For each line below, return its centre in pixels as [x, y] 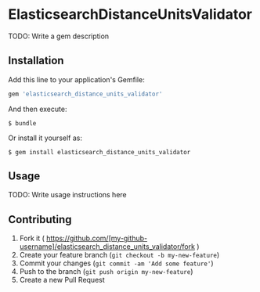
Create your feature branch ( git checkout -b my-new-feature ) [119, 255]
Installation [36, 61]
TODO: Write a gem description [59, 36]
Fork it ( [32, 238]
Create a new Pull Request [62, 280]
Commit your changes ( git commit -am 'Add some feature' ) [116, 263]
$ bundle [22, 123]
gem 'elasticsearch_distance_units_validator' [85, 94]
